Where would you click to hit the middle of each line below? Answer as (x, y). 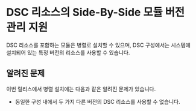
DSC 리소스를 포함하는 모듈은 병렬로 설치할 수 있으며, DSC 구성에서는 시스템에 (99, 45)
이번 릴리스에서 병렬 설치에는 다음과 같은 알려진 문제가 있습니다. (81, 89)
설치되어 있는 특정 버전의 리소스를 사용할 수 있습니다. (68, 52)
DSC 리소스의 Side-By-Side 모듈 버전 (96, 12)
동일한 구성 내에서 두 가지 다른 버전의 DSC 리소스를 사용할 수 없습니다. (98, 101)
